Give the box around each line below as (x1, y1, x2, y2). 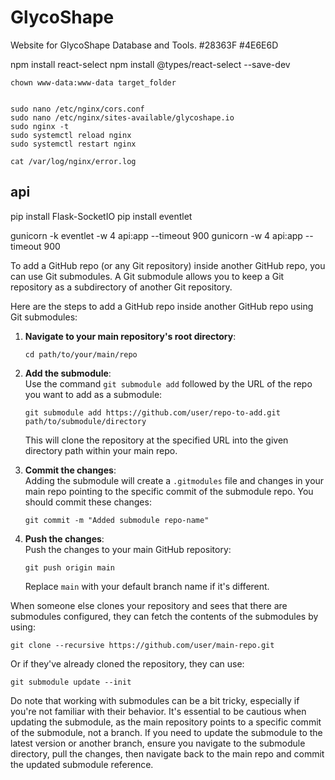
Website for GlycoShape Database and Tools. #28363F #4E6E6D (10, 39, 279, 51)
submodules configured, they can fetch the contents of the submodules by (10, 610, 319, 622)
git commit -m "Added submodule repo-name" (24, 515, 210, 525)
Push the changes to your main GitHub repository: (24, 543, 232, 555)
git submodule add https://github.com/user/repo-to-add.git (24, 407, 281, 418)
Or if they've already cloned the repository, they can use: (10, 657, 245, 670)
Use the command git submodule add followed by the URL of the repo (24, 377, 313, 390)
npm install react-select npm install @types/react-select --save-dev (10, 58, 291, 70)
